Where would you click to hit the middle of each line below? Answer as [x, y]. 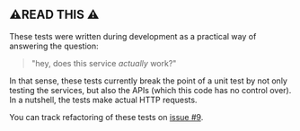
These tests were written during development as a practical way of [133, 36]
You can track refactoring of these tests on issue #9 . [106, 117]
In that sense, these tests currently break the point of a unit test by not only [148, 81]
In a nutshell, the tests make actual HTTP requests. [103, 100]
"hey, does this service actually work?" [104, 63]
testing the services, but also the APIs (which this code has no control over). [150, 90]
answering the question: [54, 46]
